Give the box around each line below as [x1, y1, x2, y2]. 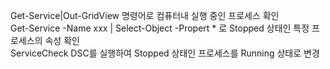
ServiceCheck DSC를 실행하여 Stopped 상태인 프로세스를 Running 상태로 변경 [10, 47, 320, 59]
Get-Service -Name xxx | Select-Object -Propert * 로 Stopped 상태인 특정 [10, 22, 310, 34]
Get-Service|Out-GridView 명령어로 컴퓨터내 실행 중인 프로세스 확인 [10, 10, 280, 21]
